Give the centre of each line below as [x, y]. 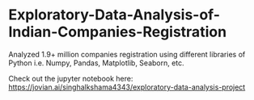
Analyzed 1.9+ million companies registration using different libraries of [127, 54]
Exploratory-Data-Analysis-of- [114, 15]
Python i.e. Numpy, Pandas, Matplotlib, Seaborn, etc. [96, 63]
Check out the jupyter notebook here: [71, 78]
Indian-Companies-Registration [118, 32]
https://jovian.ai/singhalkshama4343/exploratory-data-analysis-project [127, 87]
